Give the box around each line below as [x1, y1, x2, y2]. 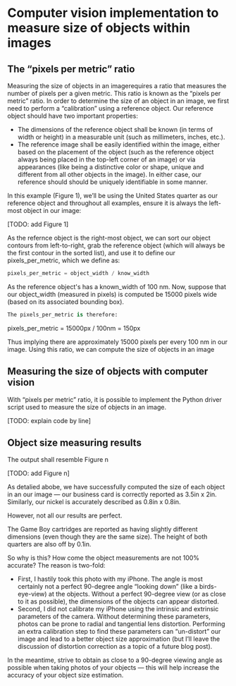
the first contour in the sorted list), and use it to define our [7, 249, 176, 257]
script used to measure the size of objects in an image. [7, 403, 167, 411]
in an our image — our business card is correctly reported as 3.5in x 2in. [7, 490, 217, 498]
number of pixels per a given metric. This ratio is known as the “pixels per [7, 90, 221, 97]
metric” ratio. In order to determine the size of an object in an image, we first [7, 97, 230, 105]
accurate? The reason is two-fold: [7, 561, 106, 570]
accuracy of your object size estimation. [7, 671, 124, 680]
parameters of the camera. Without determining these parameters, [17, 612, 211, 621]
